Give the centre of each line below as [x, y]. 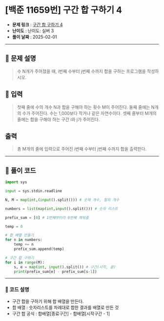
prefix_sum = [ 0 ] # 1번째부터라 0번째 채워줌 [47, 217]
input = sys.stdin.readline [34, 191]
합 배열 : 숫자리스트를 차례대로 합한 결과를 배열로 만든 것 [65, 307]
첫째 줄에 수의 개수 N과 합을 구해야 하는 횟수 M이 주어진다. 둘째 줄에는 [83, 107]
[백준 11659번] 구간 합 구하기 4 [63, 10]
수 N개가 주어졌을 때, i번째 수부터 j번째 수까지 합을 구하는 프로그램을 [82, 71]
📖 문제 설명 [21, 59]
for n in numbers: [24, 240]
